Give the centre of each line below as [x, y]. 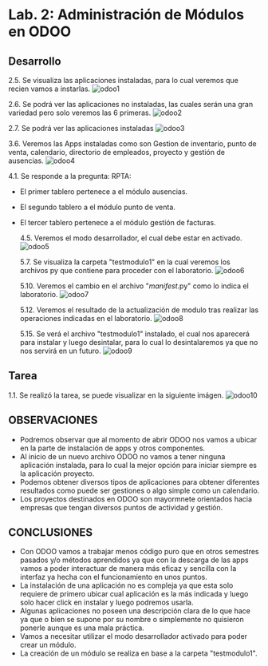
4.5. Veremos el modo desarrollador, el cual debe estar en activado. [131, 238]
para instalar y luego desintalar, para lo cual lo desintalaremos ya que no [139, 342]
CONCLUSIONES [51, 533]
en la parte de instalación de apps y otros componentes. [112, 448]
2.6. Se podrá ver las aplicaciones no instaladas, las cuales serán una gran [131, 104]
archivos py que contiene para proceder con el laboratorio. [116, 270]
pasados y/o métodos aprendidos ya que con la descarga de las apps [134, 560]
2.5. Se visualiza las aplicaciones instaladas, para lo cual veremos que [124, 80]
